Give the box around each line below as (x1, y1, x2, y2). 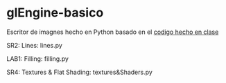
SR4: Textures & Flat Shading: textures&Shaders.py (6, 68, 153, 76)
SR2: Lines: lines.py (6, 41, 63, 49)
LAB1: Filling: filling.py (6, 54, 69, 63)
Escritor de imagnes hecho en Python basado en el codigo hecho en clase (6, 28, 219, 36)
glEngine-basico (6, 5, 104, 21)
